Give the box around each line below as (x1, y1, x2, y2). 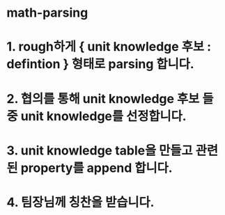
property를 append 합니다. (20, 160, 173, 175)
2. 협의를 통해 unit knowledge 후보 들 (6, 90, 214, 106)
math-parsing (6, 5, 88, 21)
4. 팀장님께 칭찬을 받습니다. (6, 194, 155, 210)
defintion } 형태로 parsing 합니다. (6, 56, 194, 72)
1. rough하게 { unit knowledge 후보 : (6, 39, 212, 55)
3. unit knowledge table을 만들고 (6, 143, 193, 158)
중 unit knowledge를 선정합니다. (6, 108, 187, 124)
